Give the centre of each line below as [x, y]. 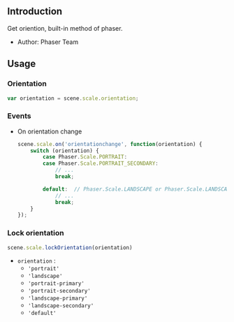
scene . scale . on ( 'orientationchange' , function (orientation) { [110, 144]
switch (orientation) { [65, 151]
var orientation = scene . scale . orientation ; [73, 98]
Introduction [35, 12]
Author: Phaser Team [48, 42]
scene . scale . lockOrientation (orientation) [70, 247]
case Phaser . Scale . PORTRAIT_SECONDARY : [101, 163]
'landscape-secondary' [61, 306]
